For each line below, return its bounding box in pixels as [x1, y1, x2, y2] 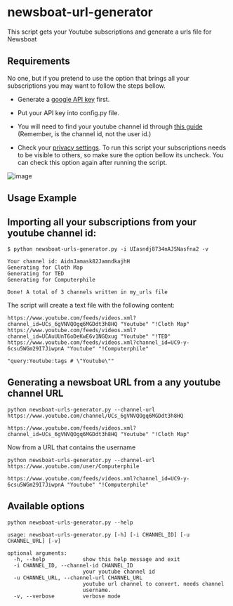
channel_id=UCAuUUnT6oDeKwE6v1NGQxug [7, 333, 118, 340]
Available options [7, 500, 86, 513]
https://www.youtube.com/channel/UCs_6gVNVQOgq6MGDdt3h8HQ [7, 412, 184, 419]
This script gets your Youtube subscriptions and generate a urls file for [7, 27, 212, 36]
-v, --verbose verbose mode [13, 593, 121, 600]
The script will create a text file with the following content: [7, 301, 175, 309]
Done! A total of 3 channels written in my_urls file [7, 289, 168, 296]
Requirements [7, 55, 70, 67]
